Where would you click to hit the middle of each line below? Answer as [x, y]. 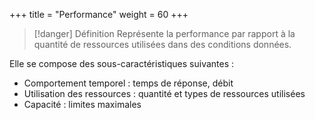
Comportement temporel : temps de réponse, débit [128, 83]
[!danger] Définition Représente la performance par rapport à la [164, 33]
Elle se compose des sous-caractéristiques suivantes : [122, 63]
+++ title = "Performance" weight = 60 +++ [99, 14]
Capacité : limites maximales [82, 104]
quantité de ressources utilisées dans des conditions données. [162, 44]
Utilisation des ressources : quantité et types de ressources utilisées [164, 93]
